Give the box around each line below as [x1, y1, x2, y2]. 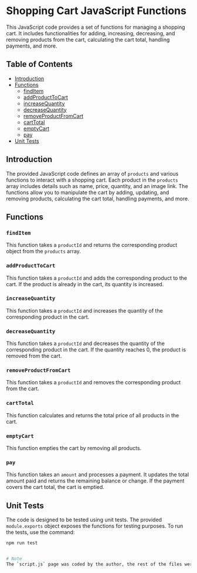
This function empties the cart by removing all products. [6, 445, 142, 452]
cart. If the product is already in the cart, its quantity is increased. [6, 280, 164, 287]
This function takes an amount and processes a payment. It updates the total [6, 471, 189, 478]
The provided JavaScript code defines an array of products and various [6, 170, 179, 177]
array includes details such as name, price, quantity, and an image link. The [6, 182, 189, 189]
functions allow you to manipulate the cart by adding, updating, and [6, 189, 169, 196]
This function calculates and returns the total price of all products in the [6, 411, 179, 418]
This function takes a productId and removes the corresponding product [6, 379, 181, 386]
